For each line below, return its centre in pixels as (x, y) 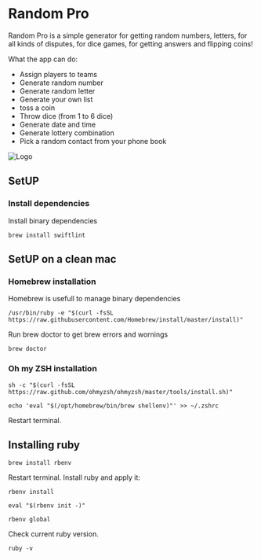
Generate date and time (58, 124)
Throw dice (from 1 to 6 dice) (66, 116)
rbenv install (31, 492)
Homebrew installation (52, 282)
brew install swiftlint (47, 235)
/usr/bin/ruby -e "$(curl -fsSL (61, 313)
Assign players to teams (58, 74)
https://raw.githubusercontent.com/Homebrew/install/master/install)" (126, 320)
